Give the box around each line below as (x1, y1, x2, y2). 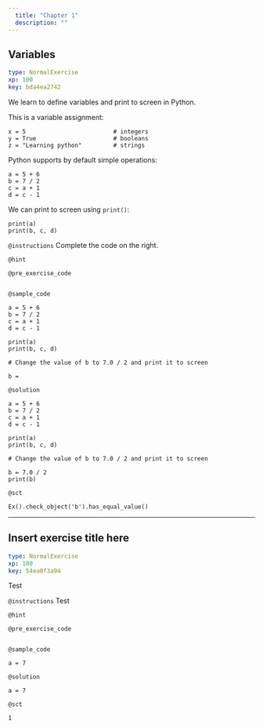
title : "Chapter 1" (15, 11, 79, 20)
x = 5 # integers (8, 127, 149, 136)
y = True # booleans (8, 134, 149, 142)
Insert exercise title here (8, 531, 129, 545)
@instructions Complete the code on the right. (8, 240, 159, 249)
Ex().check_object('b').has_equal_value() (8, 503, 149, 511)
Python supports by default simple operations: (8, 155, 158, 165)
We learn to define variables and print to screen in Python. (8, 97, 196, 107)
